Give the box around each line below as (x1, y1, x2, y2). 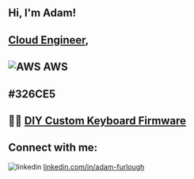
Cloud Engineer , (8, 33, 89, 47)
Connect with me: (8, 141, 98, 154)
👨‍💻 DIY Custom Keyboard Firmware (8, 114, 187, 128)
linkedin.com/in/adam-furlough (43, 162, 145, 171)
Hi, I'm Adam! (8, 6, 77, 20)
